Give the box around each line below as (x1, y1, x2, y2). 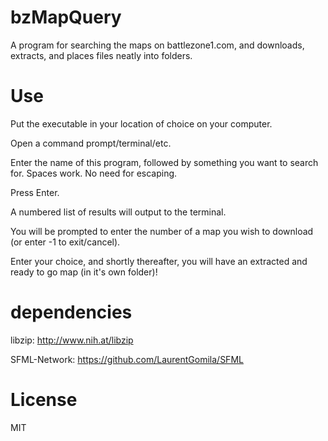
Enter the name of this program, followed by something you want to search (10, 156, 319, 168)
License (10, 389, 78, 411)
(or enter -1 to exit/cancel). (10, 236, 121, 248)
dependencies (10, 301, 133, 324)
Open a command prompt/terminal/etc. (10, 137, 172, 149)
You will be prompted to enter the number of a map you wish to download (10, 225, 314, 237)
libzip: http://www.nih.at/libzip (10, 334, 134, 346)
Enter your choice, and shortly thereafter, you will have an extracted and (10, 255, 308, 267)
